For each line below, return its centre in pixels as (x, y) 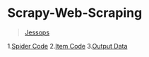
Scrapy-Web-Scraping (75, 13)
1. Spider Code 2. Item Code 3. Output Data (67, 46)
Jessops (37, 32)
